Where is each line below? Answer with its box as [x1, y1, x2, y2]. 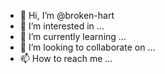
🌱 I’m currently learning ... [19, 31, 127, 42]
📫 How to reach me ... [19, 53, 113, 64]
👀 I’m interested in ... [19, 20, 105, 32]
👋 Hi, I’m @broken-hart [19, 10, 115, 21]
